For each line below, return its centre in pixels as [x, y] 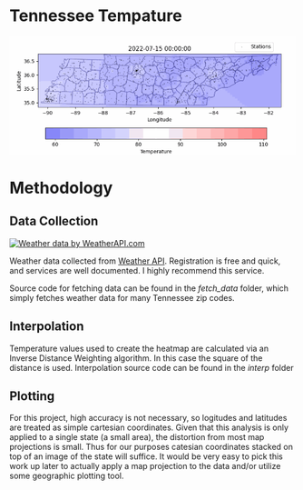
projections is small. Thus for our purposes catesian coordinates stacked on [151, 447]
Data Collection [54, 221]
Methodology [61, 188]
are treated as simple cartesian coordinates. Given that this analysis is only [149, 427]
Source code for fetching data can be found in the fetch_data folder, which [149, 288]
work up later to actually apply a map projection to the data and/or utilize [145, 466]
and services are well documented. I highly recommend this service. [137, 270]
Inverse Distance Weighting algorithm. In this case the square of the [136, 358]
